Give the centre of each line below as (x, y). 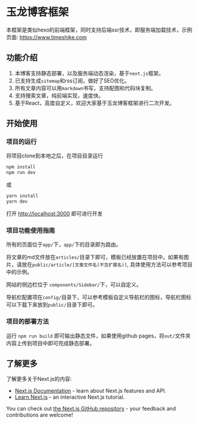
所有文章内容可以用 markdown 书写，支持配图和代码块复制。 (85, 88)
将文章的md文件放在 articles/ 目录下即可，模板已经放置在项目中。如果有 (95, 257)
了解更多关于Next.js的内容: (39, 379)
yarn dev (17, 202)
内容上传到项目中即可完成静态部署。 (51, 343)
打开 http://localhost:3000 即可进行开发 (54, 213)
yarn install (22, 196)
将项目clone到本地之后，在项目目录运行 (55, 156)
